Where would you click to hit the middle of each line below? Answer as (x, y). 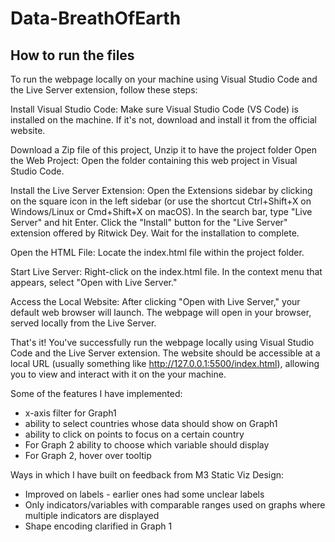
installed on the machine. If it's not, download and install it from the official (163, 120)
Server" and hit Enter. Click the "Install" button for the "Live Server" (149, 222)
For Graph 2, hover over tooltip (88, 455)
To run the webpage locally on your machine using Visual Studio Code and (164, 79)
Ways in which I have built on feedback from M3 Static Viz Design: (147, 475)
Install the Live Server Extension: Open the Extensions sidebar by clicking (161, 190)
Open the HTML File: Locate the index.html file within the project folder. (157, 252)
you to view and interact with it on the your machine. (118, 374)
